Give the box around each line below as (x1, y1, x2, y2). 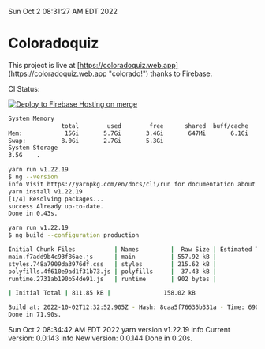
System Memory (8, 114, 55, 122)
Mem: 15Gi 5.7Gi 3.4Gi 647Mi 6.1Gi (8, 129, 248, 137)
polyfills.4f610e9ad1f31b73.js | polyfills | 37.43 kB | (8, 268, 217, 276)
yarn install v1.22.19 (8, 187, 83, 196)
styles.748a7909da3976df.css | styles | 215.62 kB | (8, 260, 217, 268)
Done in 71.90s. (8, 311, 62, 319)
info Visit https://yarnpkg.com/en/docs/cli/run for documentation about (8, 180, 256, 188)
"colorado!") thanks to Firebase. (108, 69, 213, 78)
